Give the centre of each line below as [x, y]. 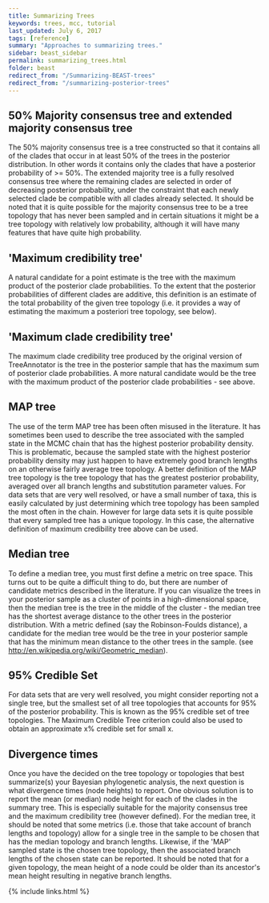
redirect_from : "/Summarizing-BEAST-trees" [82, 76]
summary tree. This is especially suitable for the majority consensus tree [128, 807]
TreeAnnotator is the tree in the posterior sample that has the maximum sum [134, 364]
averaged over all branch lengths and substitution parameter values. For [127, 486]
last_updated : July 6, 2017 [55, 31]
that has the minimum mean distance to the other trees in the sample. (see [131, 641]
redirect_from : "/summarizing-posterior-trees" [89, 83]
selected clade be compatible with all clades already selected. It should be [131, 198]
